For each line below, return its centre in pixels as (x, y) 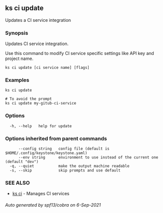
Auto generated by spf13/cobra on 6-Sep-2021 (53, 205)
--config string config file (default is (64, 149)
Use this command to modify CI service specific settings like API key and (80, 53)
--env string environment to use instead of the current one (88, 158)
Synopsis (17, 33)
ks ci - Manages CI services (41, 194)
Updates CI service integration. (37, 44)
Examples (17, 80)
